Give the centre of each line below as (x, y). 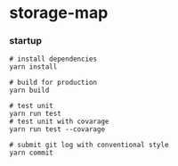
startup (26, 41)
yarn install (33, 67)
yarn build (29, 91)
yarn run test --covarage (57, 129)
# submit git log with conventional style (89, 145)
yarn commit (31, 153)
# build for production (53, 83)
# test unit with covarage (59, 122)
